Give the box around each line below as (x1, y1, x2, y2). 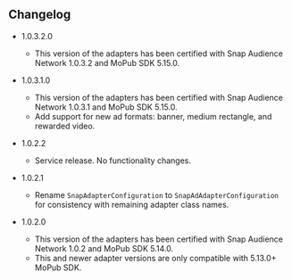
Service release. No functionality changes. (34, 155, 191, 166)
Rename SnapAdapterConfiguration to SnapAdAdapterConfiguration (34, 189, 279, 200)
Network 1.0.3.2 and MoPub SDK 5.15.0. (34, 57, 180, 68)
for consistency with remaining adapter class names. (34, 199, 229, 210)
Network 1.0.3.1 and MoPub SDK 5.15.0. (34, 102, 178, 112)
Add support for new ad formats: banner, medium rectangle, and (34, 111, 272, 121)
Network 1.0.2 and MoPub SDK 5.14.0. (34, 243, 174, 253)
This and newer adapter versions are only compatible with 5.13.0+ (34, 252, 277, 263)
